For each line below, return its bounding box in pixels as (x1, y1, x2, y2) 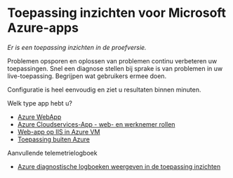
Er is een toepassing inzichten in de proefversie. (7, 43, 147, 51)
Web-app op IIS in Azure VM (17, 127, 100, 136)
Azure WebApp (17, 113, 62, 121)
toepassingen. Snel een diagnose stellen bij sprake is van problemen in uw (7, 64, 223, 72)
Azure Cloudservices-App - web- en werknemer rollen (17, 120, 175, 128)
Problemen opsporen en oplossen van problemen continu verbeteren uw (7, 56, 218, 65)
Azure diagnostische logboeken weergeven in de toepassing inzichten (17, 162, 221, 170)
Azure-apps (7, 20, 79, 36)
